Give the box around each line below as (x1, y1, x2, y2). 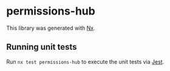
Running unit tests (6, 42, 77, 52)
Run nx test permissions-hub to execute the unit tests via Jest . (6, 58, 165, 65)
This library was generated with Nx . (6, 24, 95, 32)
